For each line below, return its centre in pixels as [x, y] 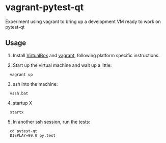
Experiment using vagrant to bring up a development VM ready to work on [83, 21]
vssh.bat [19, 93]
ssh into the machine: [35, 84]
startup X [22, 103]
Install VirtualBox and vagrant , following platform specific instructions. [86, 55]
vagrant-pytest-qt [45, 7]
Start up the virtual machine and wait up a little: [62, 65]
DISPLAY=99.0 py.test [33, 135]
